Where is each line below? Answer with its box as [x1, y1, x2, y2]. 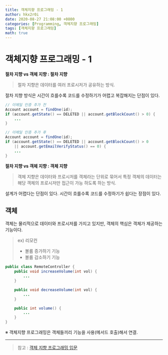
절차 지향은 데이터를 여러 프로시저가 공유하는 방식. [17, 81, 115, 87]
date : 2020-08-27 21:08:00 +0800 [5, 16, 75, 21]
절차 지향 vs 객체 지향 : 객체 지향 [5, 163, 67, 169]
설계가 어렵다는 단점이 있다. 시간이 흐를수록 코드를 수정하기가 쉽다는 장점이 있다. [5, 190, 161, 196]
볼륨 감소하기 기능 [24, 254, 60, 260]
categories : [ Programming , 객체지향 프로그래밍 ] [5, 21, 99, 26]
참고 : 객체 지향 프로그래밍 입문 [17, 344, 77, 350]
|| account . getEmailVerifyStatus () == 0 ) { [14, 143, 106, 149]
